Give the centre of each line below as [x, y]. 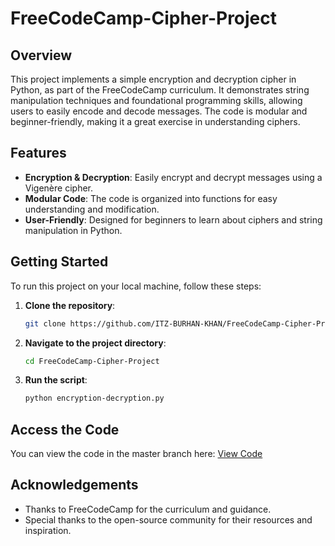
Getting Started [59, 262]
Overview [41, 55]
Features [38, 153]
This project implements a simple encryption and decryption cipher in [153, 79]
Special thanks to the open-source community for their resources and [168, 519]
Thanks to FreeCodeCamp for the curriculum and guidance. [148, 509]
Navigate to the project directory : [95, 343]
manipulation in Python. [73, 230]
